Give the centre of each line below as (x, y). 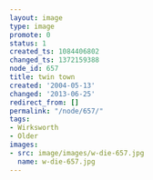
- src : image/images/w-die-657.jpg (77, 153)
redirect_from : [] (44, 102)
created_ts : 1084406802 (55, 52)
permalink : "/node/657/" (56, 111)
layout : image (36, 18)
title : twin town (42, 77)
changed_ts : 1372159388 (55, 60)
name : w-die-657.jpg (56, 161)
